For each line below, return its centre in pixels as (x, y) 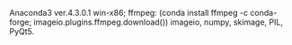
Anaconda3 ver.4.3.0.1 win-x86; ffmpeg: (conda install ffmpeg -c (129, 13)
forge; (21, 22)
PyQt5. (22, 31)
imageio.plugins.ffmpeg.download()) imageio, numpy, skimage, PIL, (158, 22)
